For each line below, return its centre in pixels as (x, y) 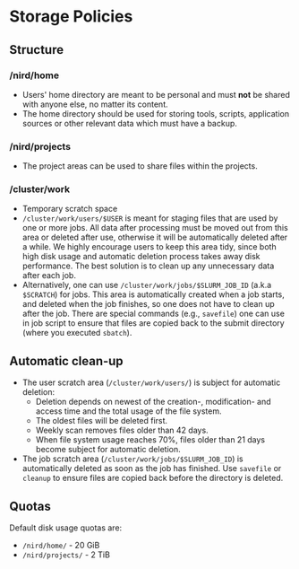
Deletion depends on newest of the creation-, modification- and (153, 402)
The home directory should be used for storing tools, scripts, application (155, 113)
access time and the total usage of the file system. (128, 411)
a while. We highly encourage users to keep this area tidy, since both (149, 247)
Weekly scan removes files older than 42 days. (122, 430)
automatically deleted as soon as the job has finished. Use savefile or (152, 468)
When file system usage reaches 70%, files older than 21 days (150, 440)
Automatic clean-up (66, 361)
